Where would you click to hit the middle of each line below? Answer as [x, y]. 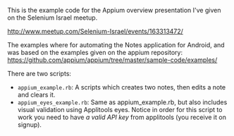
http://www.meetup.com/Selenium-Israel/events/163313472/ [95, 31]
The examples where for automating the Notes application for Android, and [116, 45]
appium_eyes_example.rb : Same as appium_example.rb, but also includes [122, 102]
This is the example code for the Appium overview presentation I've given [114, 10]
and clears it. [36, 95]
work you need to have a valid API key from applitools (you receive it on [122, 117]
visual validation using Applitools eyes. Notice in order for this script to [120, 110]
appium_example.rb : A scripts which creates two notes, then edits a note [122, 87]
